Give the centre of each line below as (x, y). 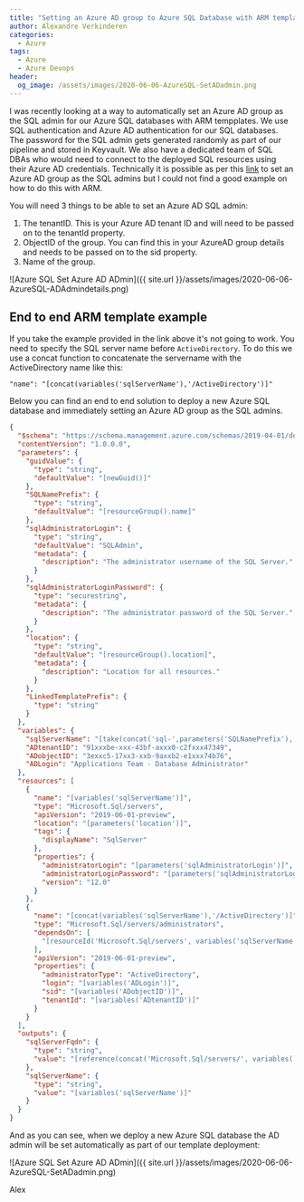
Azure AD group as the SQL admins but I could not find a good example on (148, 178)
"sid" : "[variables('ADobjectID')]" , (113, 992)
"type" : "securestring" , (80, 596)
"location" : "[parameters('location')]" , (113, 823)
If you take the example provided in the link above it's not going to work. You (152, 339)
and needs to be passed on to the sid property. (110, 252)
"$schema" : (38, 436)
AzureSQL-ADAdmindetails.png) (69, 288)
